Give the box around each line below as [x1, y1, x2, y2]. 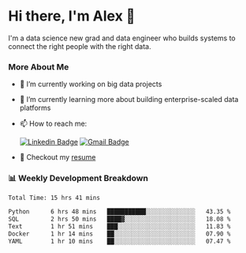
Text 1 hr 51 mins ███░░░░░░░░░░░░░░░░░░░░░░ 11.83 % [8, 223, 231, 231]
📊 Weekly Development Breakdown [8, 173, 148, 184]
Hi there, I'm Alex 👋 [8, 7, 136, 25]
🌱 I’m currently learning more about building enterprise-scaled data [19, 95, 239, 104]
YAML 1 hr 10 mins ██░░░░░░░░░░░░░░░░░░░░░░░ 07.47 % [8, 237, 231, 245]
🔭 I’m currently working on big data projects [19, 79, 162, 89]
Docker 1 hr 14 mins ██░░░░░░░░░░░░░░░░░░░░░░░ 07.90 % [8, 230, 231, 238]
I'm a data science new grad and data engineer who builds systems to [8, 33, 236, 43]
